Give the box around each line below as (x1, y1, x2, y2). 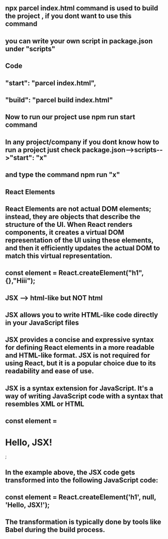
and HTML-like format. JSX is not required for (5, 351, 150, 360)
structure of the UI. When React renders (5, 220, 133, 229)
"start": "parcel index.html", (5, 79, 96, 87)
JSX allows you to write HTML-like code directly (5, 311, 158, 319)
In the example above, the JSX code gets (5, 468, 135, 476)
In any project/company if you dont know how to (5, 138, 159, 146)
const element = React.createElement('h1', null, (5, 493, 156, 501)
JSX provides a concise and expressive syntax (5, 336, 154, 344)
